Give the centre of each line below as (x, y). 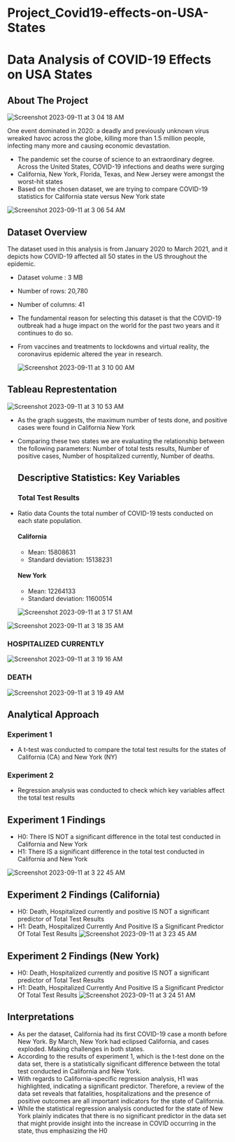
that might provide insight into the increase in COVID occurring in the (117, 1123)
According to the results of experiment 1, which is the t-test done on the (121, 1056)
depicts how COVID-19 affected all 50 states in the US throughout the (107, 256)
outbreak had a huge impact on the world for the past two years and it (118, 326)
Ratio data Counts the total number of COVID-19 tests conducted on (115, 513)
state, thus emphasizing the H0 (62, 1130)
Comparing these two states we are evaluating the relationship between (121, 441)
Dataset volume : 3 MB (50, 277)
